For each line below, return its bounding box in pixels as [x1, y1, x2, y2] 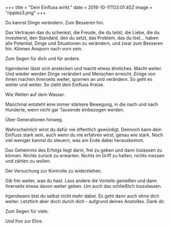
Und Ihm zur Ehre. [5, 218, 43, 224]
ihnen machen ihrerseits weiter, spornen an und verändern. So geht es [5, 76, 153, 82]
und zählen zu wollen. [5, 158, 51, 164]
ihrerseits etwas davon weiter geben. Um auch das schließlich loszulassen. [5, 183, 162, 189]
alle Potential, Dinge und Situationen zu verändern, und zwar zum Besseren [5, 40, 163, 46]
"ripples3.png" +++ [5, 10, 46, 16]
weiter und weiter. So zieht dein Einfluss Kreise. [5, 81, 105, 88]
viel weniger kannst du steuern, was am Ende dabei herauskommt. [5, 137, 145, 143]
